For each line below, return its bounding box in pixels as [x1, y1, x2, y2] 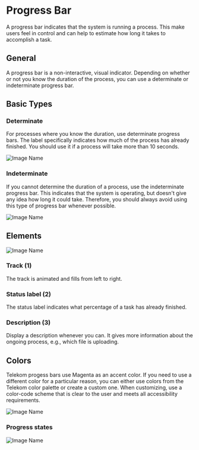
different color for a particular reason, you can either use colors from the [6, 378, 184, 385]
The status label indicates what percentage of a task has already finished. [6, 303, 187, 311]
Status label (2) [6, 290, 52, 298]
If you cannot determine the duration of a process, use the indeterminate [6, 183, 184, 190]
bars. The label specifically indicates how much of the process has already [6, 136, 189, 144]
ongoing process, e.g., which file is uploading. [6, 338, 119, 346]
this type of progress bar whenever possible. [6, 202, 116, 209]
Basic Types [6, 99, 52, 109]
